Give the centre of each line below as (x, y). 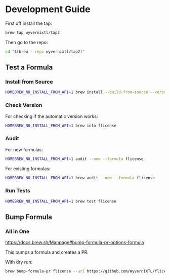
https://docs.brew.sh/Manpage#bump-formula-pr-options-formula (75, 243)
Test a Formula (29, 68)
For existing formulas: (28, 169)
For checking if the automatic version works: (52, 116)
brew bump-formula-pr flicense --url (45, 271)
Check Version (24, 105)
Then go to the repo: (27, 42)
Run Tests (18, 191)
